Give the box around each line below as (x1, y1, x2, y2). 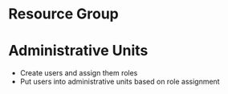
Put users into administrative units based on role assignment (19, 77, 220, 87)
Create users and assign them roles (19, 68, 138, 78)
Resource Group (8, 5, 119, 23)
